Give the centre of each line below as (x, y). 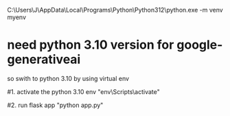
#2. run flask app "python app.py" (55, 105)
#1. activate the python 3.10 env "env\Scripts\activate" (83, 91)
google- (200, 45)
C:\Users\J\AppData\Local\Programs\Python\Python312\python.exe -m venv (115, 10)
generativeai (44, 59)
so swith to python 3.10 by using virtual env (68, 78)
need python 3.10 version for (91, 45)
